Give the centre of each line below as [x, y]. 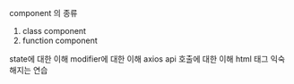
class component [54, 31]
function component [60, 40]
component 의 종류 [43, 13]
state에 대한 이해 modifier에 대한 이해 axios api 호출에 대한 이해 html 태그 [139, 59]
